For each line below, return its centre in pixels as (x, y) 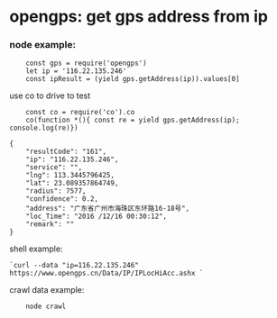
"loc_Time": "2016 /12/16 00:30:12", (97, 217)
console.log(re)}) (44, 128)
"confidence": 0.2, (62, 199)
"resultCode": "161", (66, 152)
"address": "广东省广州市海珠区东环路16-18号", (108, 209)
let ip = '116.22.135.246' (76, 71)
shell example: (36, 249)
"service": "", (54, 168)
